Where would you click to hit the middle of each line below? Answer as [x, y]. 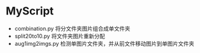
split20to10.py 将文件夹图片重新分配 [60, 36]
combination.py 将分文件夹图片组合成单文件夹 [72, 28]
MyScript [30, 11]
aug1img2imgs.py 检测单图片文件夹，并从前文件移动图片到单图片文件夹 [104, 43]
